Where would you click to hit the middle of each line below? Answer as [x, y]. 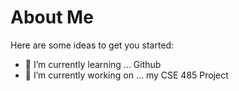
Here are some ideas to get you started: [92, 45]
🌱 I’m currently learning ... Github [93, 64]
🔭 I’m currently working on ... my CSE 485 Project [126, 75]
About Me [52, 17]
